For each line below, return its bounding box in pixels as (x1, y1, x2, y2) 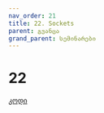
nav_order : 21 (8, 11, 57, 20)
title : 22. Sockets (8, 19, 75, 27)
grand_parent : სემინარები (8, 34, 96, 43)
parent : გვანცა (8, 27, 60, 35)
